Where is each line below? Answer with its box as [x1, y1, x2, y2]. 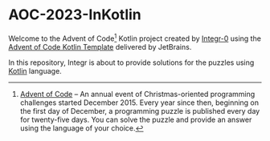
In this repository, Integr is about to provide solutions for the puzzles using [8, 58, 255, 67]
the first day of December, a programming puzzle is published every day [19, 106, 260, 115]
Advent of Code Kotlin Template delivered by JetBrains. [8, 42, 192, 51]
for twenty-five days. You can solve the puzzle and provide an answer [19, 115, 252, 124]
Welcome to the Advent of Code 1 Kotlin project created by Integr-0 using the [8, 32, 261, 43]
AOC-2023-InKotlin [8, 6, 142, 24]
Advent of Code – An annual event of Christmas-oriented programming [19, 89, 256, 99]
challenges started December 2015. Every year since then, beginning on [19, 98, 260, 107]
